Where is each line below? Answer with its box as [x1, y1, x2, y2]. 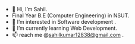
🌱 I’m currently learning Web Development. [11, 24, 117, 32]
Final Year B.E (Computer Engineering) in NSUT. [11, 12, 130, 19]
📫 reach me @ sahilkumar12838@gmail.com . [11, 32, 124, 38]
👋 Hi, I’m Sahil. [11, 6, 48, 12]
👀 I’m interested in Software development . [11, 18, 116, 25]
